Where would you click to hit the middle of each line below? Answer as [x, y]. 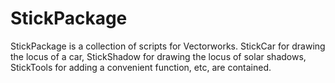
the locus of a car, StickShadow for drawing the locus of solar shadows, [158, 56]
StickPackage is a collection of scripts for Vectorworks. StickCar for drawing [168, 46]
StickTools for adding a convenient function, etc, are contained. [141, 67]
